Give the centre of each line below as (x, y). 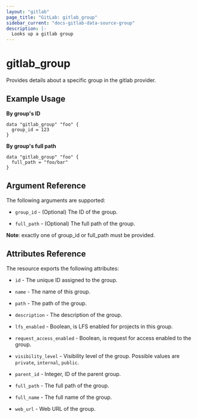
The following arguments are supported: (56, 200)
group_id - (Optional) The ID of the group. (66, 212)
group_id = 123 (31, 129)
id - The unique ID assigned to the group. (66, 280)
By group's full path (31, 146)
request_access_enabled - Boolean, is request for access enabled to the (103, 338)
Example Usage (36, 99)
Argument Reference (46, 186)
